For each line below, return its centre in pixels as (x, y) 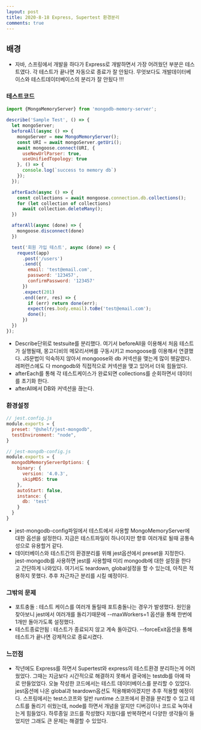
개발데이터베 (176, 72)
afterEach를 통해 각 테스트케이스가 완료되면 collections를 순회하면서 (95, 373)
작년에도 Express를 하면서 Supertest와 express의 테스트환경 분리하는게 (99, 668)
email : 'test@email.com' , (60, 270)
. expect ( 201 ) (38, 292)
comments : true (25, 23)
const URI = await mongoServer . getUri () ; (69, 142)
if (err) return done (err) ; (63, 303)
